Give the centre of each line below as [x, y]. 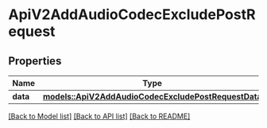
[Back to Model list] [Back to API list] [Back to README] [99, 116]
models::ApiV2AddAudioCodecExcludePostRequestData [152, 97]
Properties [35, 61]
